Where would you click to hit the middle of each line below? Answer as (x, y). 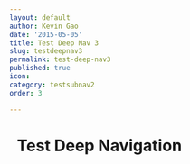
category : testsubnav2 (52, 85)
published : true (40, 68)
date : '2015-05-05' (46, 34)
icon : (19, 77)
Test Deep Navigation (100, 146)
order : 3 (26, 93)
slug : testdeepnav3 (46, 51)
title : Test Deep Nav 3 (54, 43)
